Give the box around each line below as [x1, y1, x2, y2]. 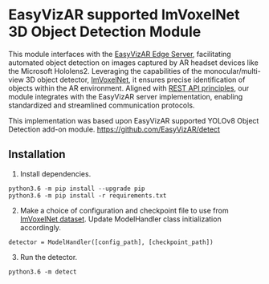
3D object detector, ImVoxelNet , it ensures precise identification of [25, 75, 246, 84]
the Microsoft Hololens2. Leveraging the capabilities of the [8, 66, 202, 75]
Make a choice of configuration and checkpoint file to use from [19, 205, 229, 215]
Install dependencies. [19, 168, 92, 178]
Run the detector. [19, 252, 78, 262]
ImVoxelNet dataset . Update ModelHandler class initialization [19, 214, 222, 224]
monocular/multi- [203, 66, 261, 75]
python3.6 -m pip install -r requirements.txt [8, 191, 167, 200]
